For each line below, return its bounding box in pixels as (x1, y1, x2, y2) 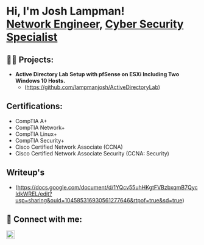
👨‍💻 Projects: (6, 54, 54, 65)
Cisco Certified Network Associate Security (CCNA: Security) (15, 149, 169, 157)
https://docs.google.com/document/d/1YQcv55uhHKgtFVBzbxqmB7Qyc (17, 183, 198, 191)
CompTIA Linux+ (15, 130, 58, 138)
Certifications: (6, 101, 63, 112)
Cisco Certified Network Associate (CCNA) (15, 143, 123, 151)
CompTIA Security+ (15, 137, 65, 144)
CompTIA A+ (15, 117, 47, 124)
